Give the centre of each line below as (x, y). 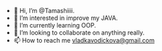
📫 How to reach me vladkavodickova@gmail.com (84, 40)
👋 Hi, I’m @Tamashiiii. (44, 11)
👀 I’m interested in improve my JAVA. (66, 18)
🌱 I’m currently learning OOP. (55, 25)
